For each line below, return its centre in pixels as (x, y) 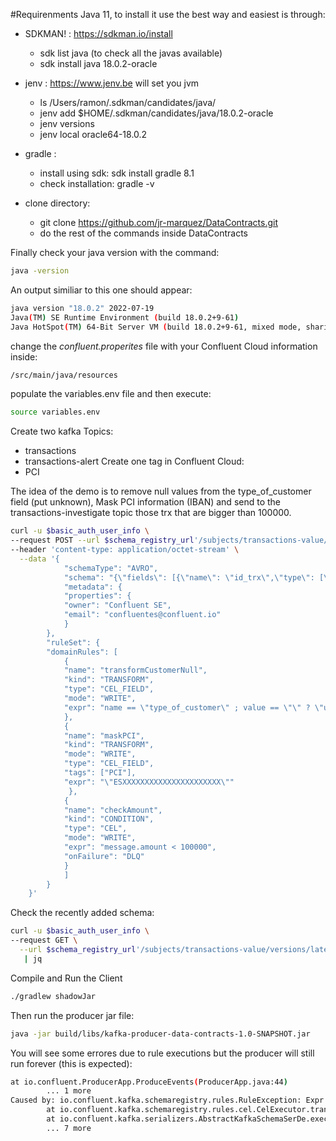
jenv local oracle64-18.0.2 (93, 134)
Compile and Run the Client (66, 978)
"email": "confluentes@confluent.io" (142, 615)
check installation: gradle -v (97, 183)
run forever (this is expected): (71, 1063)
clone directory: (57, 203)
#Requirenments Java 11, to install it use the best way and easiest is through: (168, 14)
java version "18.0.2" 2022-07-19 (82, 308)
